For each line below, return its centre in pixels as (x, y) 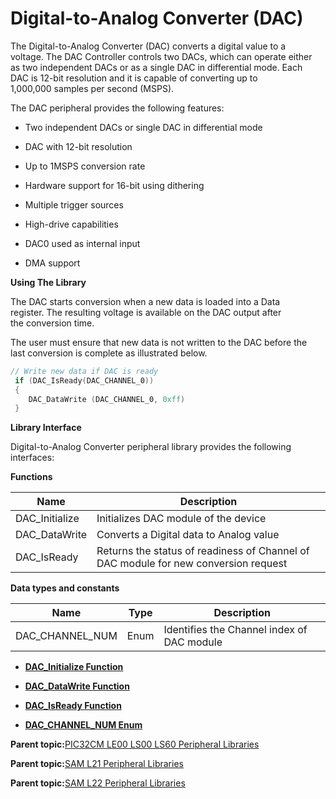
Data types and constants (65, 588)
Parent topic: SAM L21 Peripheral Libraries (97, 764)
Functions (31, 477)
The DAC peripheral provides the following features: (117, 108)
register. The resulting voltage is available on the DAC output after (146, 312)
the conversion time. (52, 323)
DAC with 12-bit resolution (78, 146)
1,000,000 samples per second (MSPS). (92, 88)
